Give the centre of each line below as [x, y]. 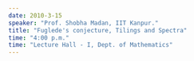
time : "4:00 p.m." [39, 38]
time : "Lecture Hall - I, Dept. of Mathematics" [91, 45]
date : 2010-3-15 [35, 15]
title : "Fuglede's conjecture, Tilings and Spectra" [98, 30]
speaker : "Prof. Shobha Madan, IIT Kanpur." [83, 23]
